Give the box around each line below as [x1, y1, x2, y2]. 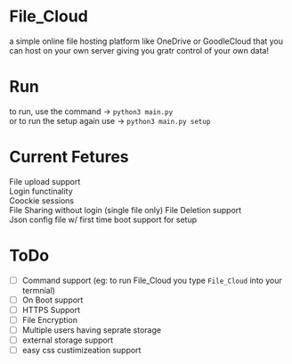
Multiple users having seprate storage [21, 325, 162, 335]
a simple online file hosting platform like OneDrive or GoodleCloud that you [9, 36, 283, 46]
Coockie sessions [9, 194, 74, 206]
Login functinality [9, 186, 73, 196]
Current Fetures [9, 147, 129, 167]
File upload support [9, 176, 81, 186]
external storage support [21, 335, 114, 345]
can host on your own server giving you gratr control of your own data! [9, 45, 270, 55]
